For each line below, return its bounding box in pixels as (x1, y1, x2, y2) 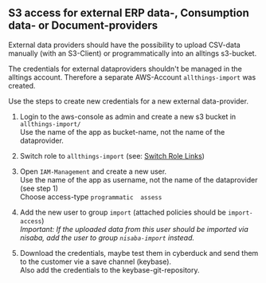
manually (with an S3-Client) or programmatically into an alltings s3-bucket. (8, 48, 257, 58)
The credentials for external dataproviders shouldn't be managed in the (8, 64, 243, 73)
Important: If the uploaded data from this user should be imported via (19, 224, 248, 234)
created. (8, 81, 36, 90)
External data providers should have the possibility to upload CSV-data (8, 40, 241, 49)
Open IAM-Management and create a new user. (19, 167, 167, 176)
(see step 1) (19, 183, 58, 193)
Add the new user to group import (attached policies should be (19, 207, 227, 217)
